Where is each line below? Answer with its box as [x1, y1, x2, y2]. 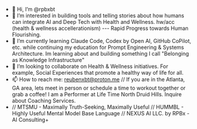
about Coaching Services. [11, 97, 76, 104]
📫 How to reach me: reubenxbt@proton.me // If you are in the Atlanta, [11, 76, 185, 83]
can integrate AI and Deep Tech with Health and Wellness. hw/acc [11, 19, 175, 25]
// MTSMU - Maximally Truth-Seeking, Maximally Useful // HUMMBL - [11, 103, 184, 110]
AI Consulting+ [11, 116, 49, 123]
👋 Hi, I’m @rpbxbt [11, 6, 56, 13]
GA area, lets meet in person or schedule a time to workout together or [11, 84, 186, 91]
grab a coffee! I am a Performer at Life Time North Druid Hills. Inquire [11, 91, 182, 98]
